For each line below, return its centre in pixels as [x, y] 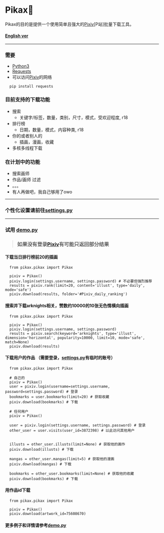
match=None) [17, 342]
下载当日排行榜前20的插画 [31, 257]
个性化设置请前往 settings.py [39, 210]
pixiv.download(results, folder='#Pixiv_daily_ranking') [69, 294]
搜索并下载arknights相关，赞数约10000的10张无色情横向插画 [67, 305]
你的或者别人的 [27, 136]
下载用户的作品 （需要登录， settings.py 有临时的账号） [60, 358]
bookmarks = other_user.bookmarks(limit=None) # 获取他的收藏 [72, 474]
